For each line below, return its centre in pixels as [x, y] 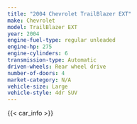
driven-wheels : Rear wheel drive [57, 67]
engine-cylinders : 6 [38, 54]
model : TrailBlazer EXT [43, 27]
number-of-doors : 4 [36, 73]
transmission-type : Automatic [52, 60]
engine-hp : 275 [30, 47]
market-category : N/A [39, 80]
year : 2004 [23, 34]
